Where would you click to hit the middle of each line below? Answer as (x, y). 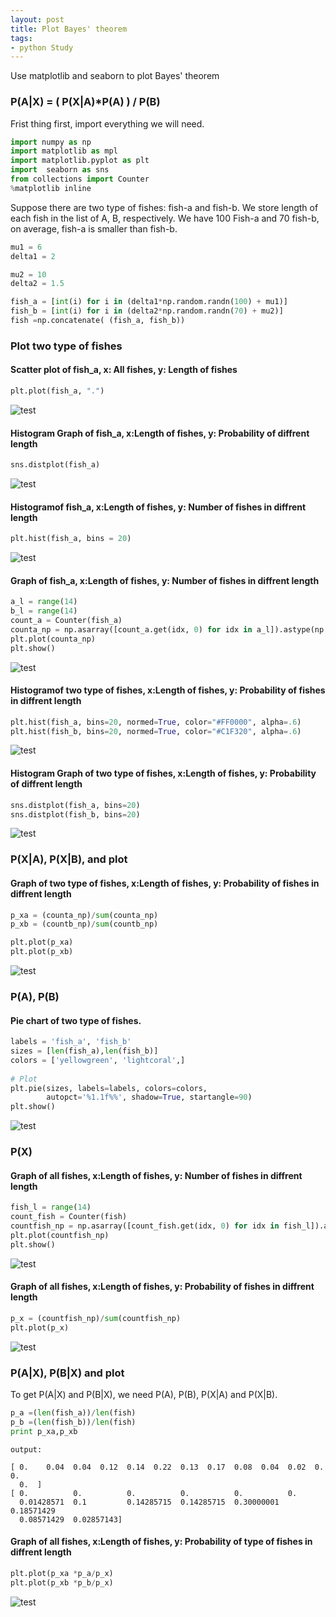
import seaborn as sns (60, 170)
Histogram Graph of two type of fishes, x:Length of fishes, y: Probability (163, 773)
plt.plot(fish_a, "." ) (57, 391)
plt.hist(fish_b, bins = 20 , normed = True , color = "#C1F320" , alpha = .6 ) (156, 731)
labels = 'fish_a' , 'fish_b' (71, 1042)
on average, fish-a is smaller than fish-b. (94, 228)
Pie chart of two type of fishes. (76, 1020)
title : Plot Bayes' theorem (69, 29)
